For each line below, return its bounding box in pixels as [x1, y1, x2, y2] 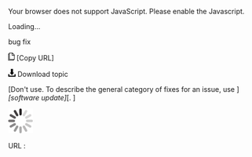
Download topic [16, 70, 69, 78]
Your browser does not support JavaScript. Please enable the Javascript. [8, 7, 245, 16]
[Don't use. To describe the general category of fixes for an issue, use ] [8, 85, 239, 93]
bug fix [8, 37, 31, 46]
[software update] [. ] [8, 93, 76, 102]
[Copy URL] [16, 53, 55, 62]
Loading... [8, 22, 41, 31]
